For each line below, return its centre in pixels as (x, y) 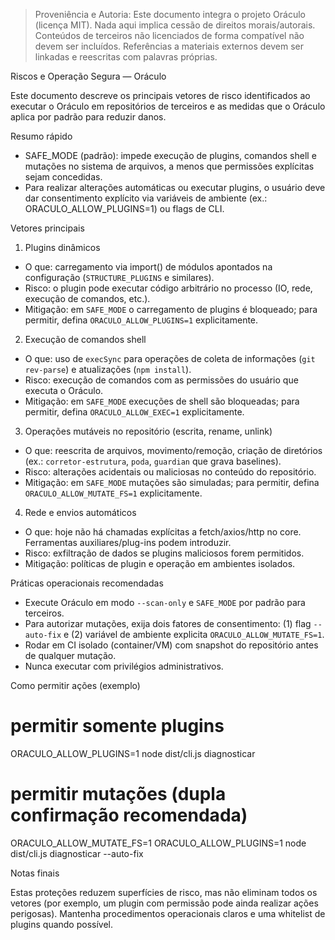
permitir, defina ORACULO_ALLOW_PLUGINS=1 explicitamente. (141, 320)
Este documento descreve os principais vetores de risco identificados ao (160, 95)
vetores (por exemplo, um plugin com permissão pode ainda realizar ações (164, 903)
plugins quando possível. (62, 924)
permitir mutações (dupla (118, 794)
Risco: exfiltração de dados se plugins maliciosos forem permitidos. (164, 553)
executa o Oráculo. (64, 390)
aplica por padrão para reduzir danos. (88, 117)
